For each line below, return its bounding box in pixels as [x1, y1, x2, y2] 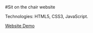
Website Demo [5, 23, 35, 29]
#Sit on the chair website [5, 4, 55, 10]
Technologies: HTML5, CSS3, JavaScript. [5, 14, 89, 19]
